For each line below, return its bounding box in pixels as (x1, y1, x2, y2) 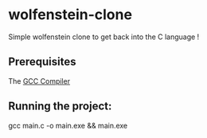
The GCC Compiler (8, 76, 70, 85)
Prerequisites (8, 55, 76, 69)
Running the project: (8, 100, 112, 113)
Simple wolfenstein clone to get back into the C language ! (8, 32, 200, 41)
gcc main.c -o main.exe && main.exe (8, 120, 128, 130)
